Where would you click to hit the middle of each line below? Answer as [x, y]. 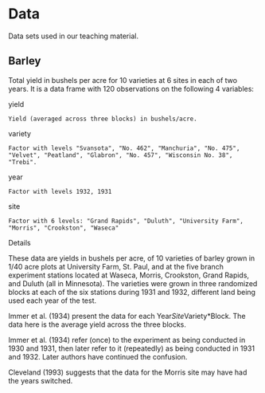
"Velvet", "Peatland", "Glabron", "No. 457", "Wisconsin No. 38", [121, 155]
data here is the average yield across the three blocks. [97, 324]
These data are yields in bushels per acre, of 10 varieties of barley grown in [132, 258]
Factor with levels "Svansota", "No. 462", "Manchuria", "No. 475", [124, 148]
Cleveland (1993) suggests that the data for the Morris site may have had [128, 372]
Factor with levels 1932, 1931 [60, 191]
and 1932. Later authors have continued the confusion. [98, 356]
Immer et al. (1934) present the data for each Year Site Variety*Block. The [127, 316]
